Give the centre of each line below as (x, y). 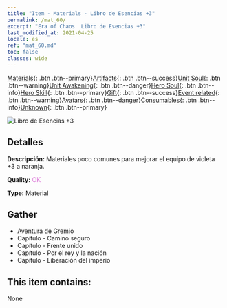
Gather (22, 214)
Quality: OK (24, 179)
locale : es (23, 39)
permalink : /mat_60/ (37, 20)
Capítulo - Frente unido (50, 246)
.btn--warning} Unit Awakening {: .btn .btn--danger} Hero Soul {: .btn (102, 85)
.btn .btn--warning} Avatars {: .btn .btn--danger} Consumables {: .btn (102, 100)
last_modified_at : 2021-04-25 (51, 33)
